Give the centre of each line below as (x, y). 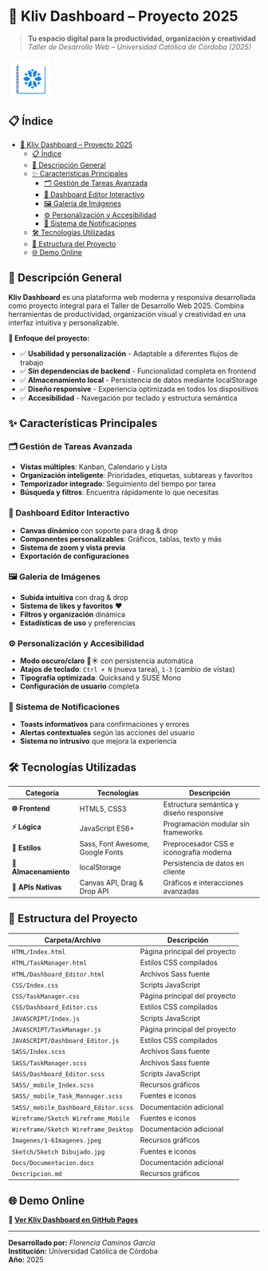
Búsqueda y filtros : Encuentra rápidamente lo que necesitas (119, 492)
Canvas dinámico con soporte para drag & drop (99, 531)
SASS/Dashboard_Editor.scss (58, 1074)
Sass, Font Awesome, (114, 843)
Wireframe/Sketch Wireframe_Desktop (73, 1130)
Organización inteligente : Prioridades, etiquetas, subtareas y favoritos (136, 476)
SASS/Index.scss (39, 1052)
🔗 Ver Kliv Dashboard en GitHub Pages (73, 1220)
